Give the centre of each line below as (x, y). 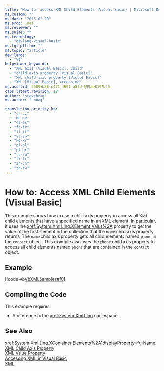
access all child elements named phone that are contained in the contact (77, 247)
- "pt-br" (19, 150)
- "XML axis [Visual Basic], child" (47, 69)
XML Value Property (25, 353)
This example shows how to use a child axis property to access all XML (77, 216)
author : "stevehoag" (26, 96)
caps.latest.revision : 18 (31, 91)
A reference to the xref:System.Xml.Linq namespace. (65, 315)
